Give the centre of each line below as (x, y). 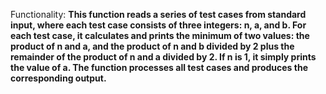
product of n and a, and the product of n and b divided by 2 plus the (152, 46)
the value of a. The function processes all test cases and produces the (159, 67)
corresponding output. (58, 78)
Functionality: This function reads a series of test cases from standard (158, 14)
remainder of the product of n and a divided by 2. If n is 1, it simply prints (163, 57)
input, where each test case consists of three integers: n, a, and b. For (158, 25)
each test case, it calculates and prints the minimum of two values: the (160, 35)
